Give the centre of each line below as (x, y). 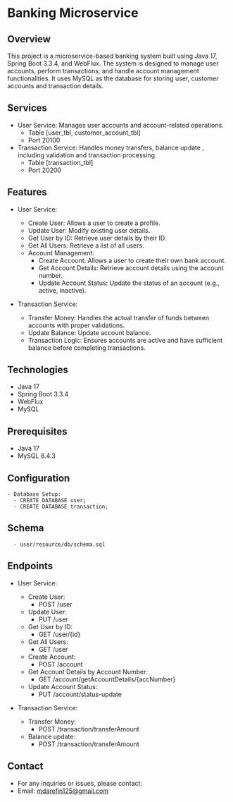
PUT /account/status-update (80, 694)
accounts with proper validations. (76, 325)
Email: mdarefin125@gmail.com (63, 791)
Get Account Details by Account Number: (88, 672)
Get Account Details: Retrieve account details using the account (131, 268)
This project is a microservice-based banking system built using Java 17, (112, 56)
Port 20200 (45, 170)
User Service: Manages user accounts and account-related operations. (120, 125)
